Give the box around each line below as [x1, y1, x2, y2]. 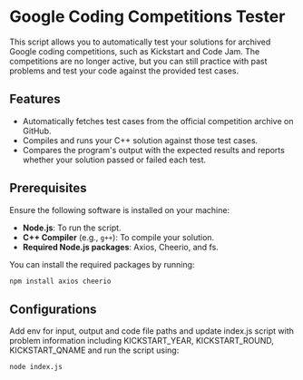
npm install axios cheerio [9, 277, 112, 286]
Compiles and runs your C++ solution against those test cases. [22, 134, 259, 146]
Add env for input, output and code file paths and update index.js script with [9, 326, 295, 336]
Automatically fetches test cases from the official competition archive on [22, 115, 294, 126]
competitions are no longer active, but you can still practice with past [9, 55, 268, 66]
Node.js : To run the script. [22, 222, 122, 233]
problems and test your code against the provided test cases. [9, 65, 239, 76]
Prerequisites [9, 180, 87, 196]
